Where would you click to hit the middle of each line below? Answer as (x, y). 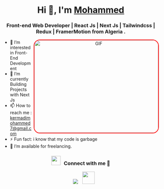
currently (19, 79)
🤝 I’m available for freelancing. (41, 146)
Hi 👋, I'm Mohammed (81, 10)
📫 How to (20, 106)
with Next (20, 95)
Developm (20, 63)
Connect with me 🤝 (87, 163)
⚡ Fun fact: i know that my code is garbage (54, 139)
